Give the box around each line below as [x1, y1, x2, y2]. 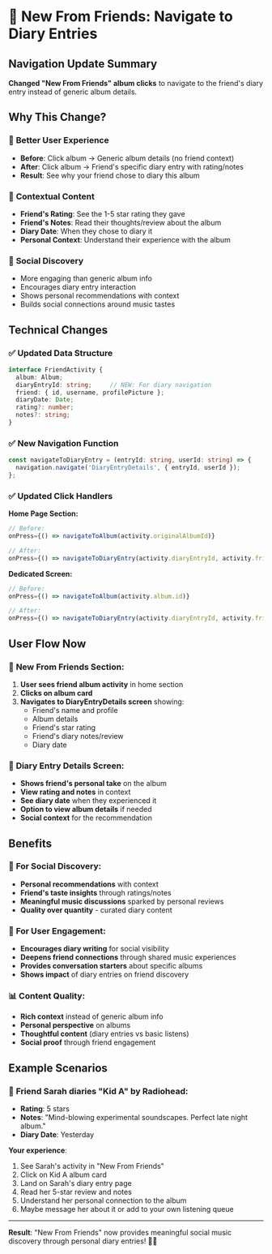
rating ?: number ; [15, 403, 74, 412]
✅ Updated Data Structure [8, 347, 113, 359]
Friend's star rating [32, 722, 96, 732]
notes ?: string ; [15, 411, 70, 419]
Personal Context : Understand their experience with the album [19, 234, 231, 244]
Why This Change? [8, 110, 107, 124]
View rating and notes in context [19, 787, 131, 797]
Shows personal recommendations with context [19, 291, 180, 301]
